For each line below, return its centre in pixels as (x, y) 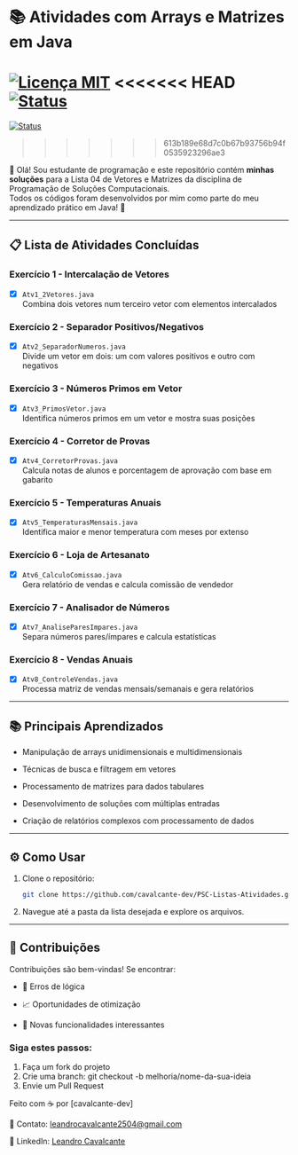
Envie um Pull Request (63, 1086)
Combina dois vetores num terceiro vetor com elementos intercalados (149, 303)
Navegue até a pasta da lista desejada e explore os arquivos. (133, 911)
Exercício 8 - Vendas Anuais (71, 659)
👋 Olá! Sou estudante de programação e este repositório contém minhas (142, 170)
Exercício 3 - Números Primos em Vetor (96, 389)
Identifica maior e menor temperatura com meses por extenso (135, 532)
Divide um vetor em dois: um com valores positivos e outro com (138, 357)
